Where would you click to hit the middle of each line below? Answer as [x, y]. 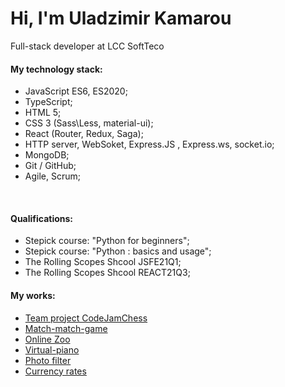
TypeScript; [48, 102]
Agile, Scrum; [52, 176]
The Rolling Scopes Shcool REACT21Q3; [107, 273]
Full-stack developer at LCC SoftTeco [87, 46]
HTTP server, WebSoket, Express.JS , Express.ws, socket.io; [149, 144]
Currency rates [55, 371]
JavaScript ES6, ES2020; [76, 91]
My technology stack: [56, 69]
